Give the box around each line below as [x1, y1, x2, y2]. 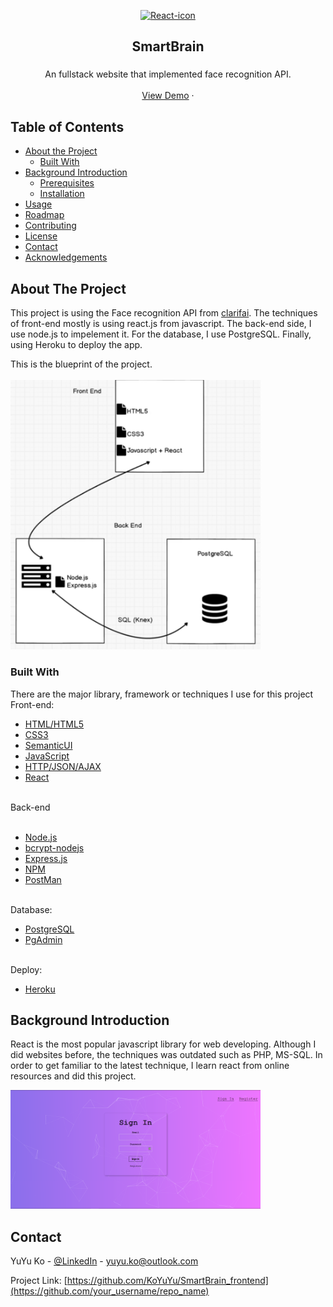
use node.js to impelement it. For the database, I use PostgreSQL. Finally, [10, 328, 312, 340]
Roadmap [24, 209, 65, 221]
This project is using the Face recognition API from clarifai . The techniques [10, 306, 318, 319]
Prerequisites [39, 177, 95, 189]
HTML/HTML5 [24, 718, 85, 730]
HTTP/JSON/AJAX [24, 760, 102, 772]
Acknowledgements [24, 251, 108, 264]
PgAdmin [24, 933, 63, 945]
